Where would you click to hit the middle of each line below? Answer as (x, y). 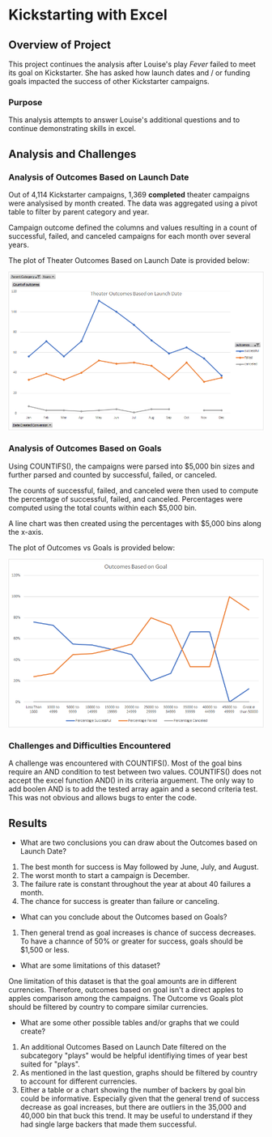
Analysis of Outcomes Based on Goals (85, 448)
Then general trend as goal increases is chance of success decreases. (138, 933)
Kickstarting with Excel (88, 15)
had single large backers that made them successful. (108, 1124)
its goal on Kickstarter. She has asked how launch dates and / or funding (130, 73)
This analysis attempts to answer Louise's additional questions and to (124, 120)
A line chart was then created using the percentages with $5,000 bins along (135, 523)
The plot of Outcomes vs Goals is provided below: (92, 547)
